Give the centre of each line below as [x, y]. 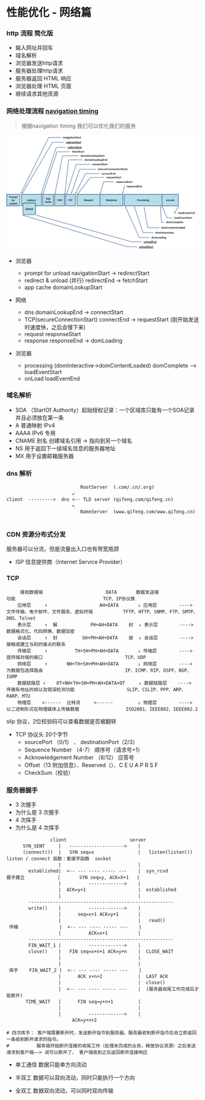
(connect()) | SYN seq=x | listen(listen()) [107, 852]
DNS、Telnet [21, 618]
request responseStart [53, 334]
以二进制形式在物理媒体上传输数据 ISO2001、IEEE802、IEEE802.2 [102, 709]
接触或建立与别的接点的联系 [36, 644]
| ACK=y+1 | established [117, 890]
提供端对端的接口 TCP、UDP [76, 657]
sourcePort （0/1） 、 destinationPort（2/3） [81, 742]
